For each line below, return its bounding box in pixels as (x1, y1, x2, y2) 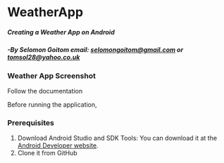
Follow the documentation (7, 86, 83, 95)
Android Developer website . (17, 141, 99, 150)
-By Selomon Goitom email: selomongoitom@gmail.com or (7, 46, 184, 54)
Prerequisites (7, 117, 54, 127)
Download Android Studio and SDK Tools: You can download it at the (17, 134, 217, 143)
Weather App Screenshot (7, 71, 97, 81)
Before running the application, (7, 100, 97, 109)
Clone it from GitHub (17, 149, 77, 157)
